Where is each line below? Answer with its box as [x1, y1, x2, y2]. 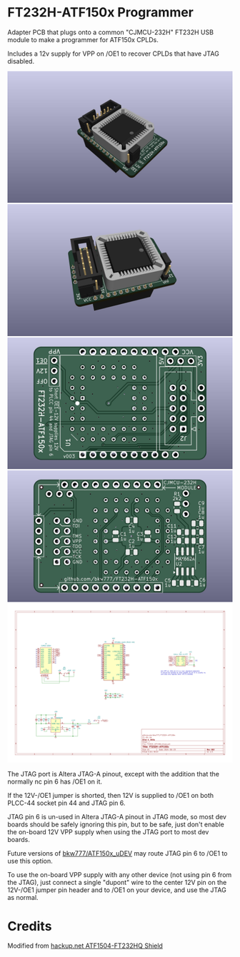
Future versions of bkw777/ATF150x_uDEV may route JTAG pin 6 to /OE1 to [7, 849, 228, 857]
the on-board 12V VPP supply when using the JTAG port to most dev [7, 827, 209, 836]
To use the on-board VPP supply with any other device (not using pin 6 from [7, 870, 232, 878]
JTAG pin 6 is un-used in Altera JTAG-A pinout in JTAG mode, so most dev [7, 812, 227, 821]
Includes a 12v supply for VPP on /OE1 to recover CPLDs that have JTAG [7, 49, 219, 58]
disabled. [7, 56, 34, 65]
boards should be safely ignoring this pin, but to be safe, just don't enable [7, 820, 225, 829]
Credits [7, 918, 52, 934]
